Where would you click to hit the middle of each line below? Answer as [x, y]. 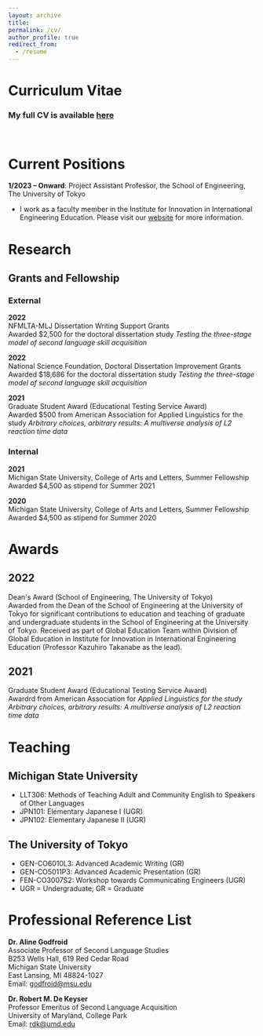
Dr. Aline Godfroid [38, 942]
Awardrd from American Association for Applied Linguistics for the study [125, 699]
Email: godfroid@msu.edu [50, 984]
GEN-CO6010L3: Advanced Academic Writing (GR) [102, 863]
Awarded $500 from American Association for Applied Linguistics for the [126, 415]
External [25, 301]
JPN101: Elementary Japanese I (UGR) [81, 812]
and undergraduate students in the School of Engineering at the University [128, 622]
